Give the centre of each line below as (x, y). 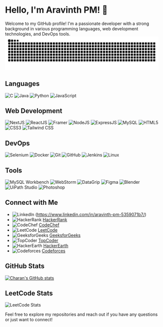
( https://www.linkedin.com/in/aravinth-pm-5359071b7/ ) (91, 214)
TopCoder (48, 240)
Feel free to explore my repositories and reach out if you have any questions (81, 314)
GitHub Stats (25, 266)
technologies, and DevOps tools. (38, 34)
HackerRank (55, 219)
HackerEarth (56, 245)
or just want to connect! (29, 320)
